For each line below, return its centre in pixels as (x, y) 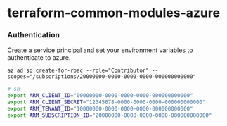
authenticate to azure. (39, 58)
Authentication (33, 35)
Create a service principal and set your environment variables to (100, 50)
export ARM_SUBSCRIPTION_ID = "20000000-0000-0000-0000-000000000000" (110, 115)
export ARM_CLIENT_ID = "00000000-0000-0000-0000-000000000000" (100, 96)
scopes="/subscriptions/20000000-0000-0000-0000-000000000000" (102, 77)
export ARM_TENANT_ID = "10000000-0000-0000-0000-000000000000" (100, 109)
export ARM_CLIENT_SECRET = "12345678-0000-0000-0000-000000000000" (106, 102)
